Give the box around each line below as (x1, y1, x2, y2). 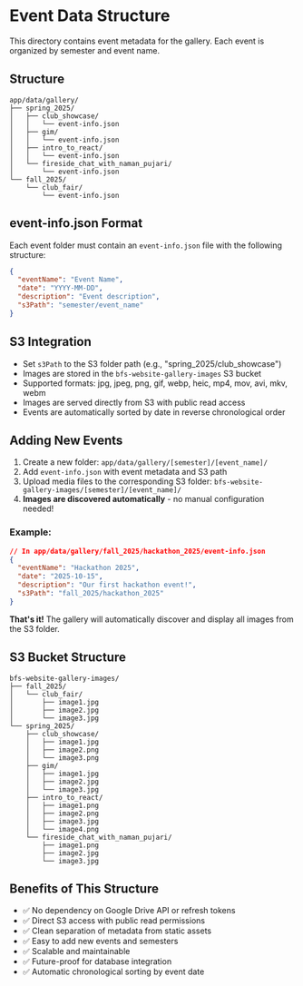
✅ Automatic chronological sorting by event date (22, 966, 205, 977)
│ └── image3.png (25, 753, 100, 763)
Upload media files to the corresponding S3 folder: (22, 476, 213, 487)
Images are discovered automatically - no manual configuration (22, 494, 265, 505)
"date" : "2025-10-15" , (17, 572, 103, 581)
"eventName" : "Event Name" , (17, 275, 124, 284)
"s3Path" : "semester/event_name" (17, 301, 144, 310)
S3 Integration (9, 334, 93, 350)
